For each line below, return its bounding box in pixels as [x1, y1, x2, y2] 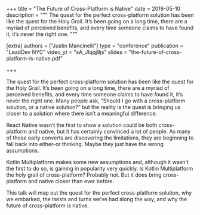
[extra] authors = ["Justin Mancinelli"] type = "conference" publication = [6, 42, 184, 49]
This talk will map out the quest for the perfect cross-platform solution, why [6, 189, 192, 196]
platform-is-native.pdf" [6, 55, 63, 62]
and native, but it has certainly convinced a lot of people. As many [27, 128, 191, 135]
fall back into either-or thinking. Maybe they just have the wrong [6, 141, 164, 147]
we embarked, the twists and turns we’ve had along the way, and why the [6, 196, 187, 202]
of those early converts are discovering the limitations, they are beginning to [6, 134, 194, 141]
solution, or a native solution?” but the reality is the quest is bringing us [6, 104, 181, 110]
